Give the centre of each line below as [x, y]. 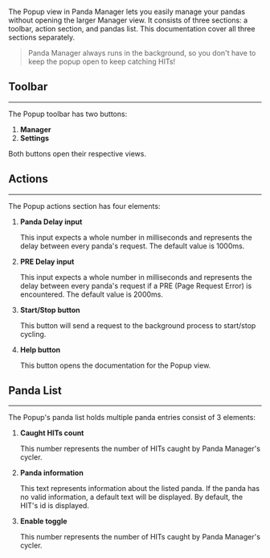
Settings [35, 138]
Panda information [52, 473]
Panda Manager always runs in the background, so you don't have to [142, 53]
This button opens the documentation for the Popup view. [115, 365]
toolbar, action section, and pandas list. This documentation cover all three [132, 29]
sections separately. [42, 37]
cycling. [33, 334]
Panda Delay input [51, 222]
